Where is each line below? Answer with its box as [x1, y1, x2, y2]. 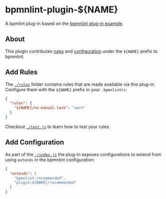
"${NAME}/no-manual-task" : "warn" [14, 105, 86, 111]
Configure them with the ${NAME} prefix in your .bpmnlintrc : [5, 86, 128, 92]
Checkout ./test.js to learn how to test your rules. [5, 124, 111, 130]
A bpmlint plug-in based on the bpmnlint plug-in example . [5, 20, 124, 26]
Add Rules [5, 68, 38, 76]
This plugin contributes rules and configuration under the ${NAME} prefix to [5, 48, 158, 54]
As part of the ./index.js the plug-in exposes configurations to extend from [5, 151, 162, 157]
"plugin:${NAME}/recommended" [14, 180, 77, 186]
